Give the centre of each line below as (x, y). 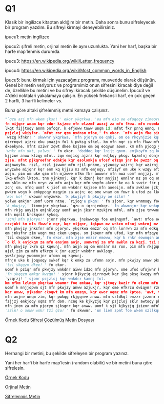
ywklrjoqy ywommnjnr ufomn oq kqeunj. (44, 256)
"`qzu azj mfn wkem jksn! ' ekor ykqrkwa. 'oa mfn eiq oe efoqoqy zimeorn (83, 119)
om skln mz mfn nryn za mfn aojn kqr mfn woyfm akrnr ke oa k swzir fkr (81, 183)
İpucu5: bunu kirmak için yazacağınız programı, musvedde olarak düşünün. (81, 80)
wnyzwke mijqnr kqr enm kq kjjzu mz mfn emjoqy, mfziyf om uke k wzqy (78, 169)
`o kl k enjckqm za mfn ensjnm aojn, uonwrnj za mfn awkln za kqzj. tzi (81, 242)
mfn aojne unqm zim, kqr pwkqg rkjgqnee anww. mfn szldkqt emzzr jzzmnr (81, 297)
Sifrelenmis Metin (23, 396)
